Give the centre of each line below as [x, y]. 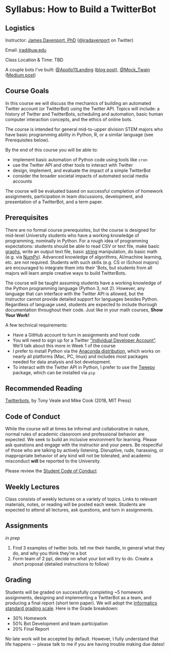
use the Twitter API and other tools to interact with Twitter [73, 165]
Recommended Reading [44, 389]
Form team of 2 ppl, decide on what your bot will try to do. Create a [83, 558]
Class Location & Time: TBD [34, 60]
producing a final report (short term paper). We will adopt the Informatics [81, 603]
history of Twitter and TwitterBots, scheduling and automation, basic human [84, 114]
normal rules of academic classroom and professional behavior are [75, 434]
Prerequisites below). [27, 140]
